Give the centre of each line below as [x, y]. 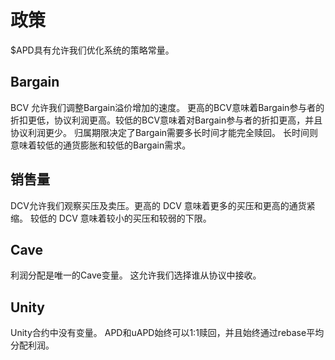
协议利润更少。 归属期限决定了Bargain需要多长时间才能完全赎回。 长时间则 [164, 132]
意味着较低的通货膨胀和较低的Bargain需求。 [101, 145]
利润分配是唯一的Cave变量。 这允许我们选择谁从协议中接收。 [136, 275]
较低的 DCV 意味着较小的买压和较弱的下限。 [120, 218]
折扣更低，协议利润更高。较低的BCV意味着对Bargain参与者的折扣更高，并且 [166, 120]
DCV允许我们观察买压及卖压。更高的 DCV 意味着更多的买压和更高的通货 [158, 205]
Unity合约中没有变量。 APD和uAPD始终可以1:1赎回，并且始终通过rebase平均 [167, 333]
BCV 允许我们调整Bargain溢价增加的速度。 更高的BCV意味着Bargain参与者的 [167, 107]
